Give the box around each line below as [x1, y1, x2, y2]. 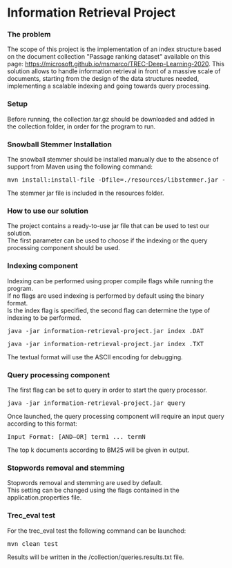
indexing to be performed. [7, 313, 81, 322]
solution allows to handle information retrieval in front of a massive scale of [7, 67, 221, 75]
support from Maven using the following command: [7, 162, 153, 171]
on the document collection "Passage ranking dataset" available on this [7, 53, 211, 61]
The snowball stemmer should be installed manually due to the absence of [7, 155, 219, 164]
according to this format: [7, 419, 77, 428]
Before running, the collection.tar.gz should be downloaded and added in [7, 115, 215, 123]
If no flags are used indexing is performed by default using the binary [7, 292, 204, 300]
